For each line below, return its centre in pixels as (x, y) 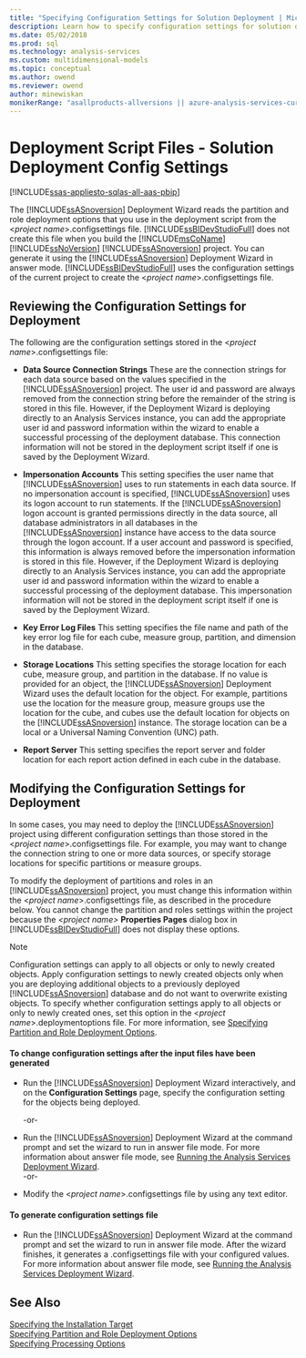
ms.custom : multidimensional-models (79, 60)
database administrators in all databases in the (110, 523)
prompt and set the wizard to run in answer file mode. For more (141, 1148)
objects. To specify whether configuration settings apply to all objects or (145, 1003)
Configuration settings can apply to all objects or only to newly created (143, 964)
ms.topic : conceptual (51, 69)
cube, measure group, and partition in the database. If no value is (145, 674)
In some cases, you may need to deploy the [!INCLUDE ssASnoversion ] (142, 824)
